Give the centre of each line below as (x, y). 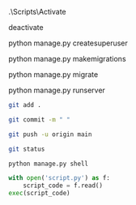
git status (27, 149)
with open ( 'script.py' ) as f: (59, 178)
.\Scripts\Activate (37, 12)
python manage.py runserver (57, 90)
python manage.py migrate (53, 75)
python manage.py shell (49, 164)
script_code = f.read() (63, 186)
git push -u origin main (50, 134)
